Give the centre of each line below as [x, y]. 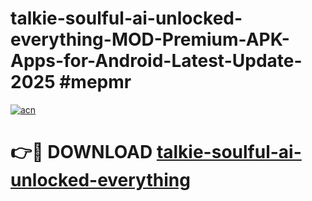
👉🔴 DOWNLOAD [81, 152]
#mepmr [95, 82]
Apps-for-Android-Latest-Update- [156, 61]
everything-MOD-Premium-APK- [150, 39]
